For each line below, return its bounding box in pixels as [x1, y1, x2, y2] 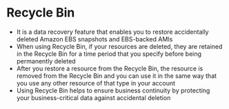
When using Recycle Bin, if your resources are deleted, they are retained [16, 42, 223, 50]
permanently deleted [16, 57, 77, 65]
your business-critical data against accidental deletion [16, 93, 171, 101]
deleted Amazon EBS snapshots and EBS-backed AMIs [16, 34, 173, 43]
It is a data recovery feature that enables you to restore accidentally [16, 28, 209, 36]
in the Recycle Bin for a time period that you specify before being [16, 50, 201, 58]
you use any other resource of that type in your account [16, 79, 176, 87]
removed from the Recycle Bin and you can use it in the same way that [16, 71, 217, 80]
